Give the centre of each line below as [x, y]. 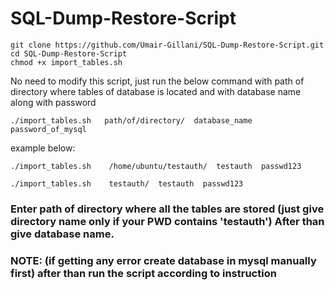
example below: [43, 148]
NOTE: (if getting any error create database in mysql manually [163, 260]
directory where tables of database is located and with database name [156, 91]
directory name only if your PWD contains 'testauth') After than [167, 221]
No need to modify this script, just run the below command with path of [157, 81]
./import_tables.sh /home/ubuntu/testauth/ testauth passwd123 [156, 166]
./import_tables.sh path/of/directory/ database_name [131, 120]
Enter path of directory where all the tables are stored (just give [167, 209]
